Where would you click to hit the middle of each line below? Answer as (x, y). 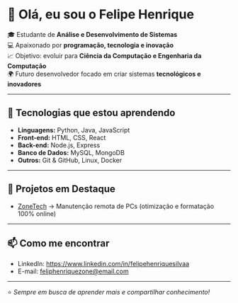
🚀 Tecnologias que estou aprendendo (91, 113)
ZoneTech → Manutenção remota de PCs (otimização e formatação (116, 206)
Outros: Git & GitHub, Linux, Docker (70, 160)
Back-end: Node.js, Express (59, 145)
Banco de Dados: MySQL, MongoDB (71, 152)
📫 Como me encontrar (58, 243)
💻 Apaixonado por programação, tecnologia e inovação (90, 45)
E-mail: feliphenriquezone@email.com (73, 271)
